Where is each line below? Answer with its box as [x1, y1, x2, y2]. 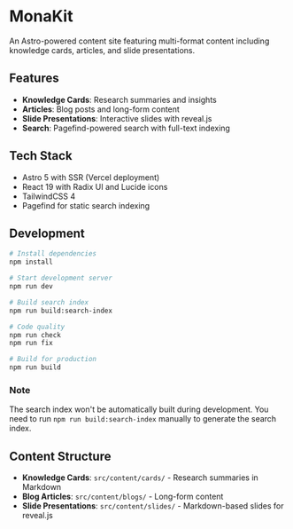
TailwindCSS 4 [21, 191, 76, 201]
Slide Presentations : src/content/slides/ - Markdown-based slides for [21, 501, 284, 511]
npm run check [9, 330, 62, 339]
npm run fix [9, 339, 53, 348]
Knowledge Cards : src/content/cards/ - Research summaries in [21, 472, 258, 483]
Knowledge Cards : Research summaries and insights [21, 94, 217, 105]
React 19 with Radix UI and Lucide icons [21, 181, 168, 192]
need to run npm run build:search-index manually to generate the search [9, 414, 277, 424]
